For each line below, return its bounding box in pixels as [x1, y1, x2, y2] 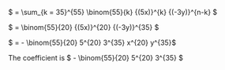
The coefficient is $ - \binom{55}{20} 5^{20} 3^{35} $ [8, 53, 184, 62]
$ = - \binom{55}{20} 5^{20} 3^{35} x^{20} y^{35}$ [8, 38, 177, 47]
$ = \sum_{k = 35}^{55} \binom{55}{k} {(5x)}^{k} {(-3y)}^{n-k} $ [8, 8, 218, 17]
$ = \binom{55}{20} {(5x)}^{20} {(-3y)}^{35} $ [8, 23, 159, 31]
